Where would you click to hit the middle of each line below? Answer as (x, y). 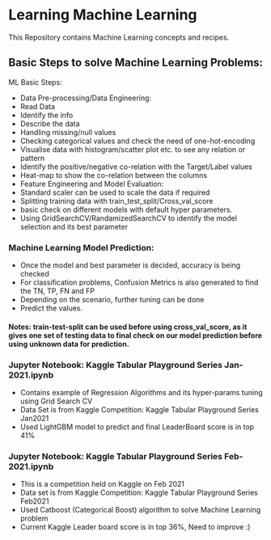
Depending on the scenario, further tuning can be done (112, 300)
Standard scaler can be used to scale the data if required (115, 192)
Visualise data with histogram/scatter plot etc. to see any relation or (133, 149)
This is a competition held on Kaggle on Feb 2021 (102, 484)
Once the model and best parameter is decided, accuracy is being (130, 265)
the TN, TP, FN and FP (57, 291)
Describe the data (50, 124)
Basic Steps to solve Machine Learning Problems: (136, 63)
